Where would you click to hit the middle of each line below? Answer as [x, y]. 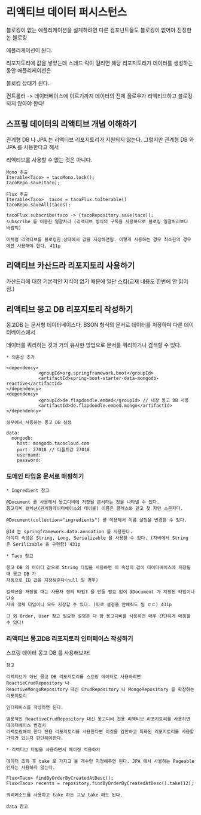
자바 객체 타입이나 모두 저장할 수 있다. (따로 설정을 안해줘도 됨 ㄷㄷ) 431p [89, 604]
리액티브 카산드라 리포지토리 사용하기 [71, 266]
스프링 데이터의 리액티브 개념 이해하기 [71, 124]
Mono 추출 [17, 172]
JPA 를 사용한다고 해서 [33, 147]
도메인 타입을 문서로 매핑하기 [45, 476]
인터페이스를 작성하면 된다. [35, 707]
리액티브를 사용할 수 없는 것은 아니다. [49, 160]
